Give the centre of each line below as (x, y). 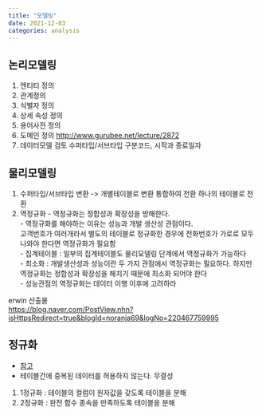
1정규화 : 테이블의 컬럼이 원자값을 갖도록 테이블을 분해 (103, 393)
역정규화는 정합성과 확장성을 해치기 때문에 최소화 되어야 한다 (113, 273)
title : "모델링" (33, 16)
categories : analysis (44, 30)
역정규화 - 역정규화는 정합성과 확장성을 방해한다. (95, 213)
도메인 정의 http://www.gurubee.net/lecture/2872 (100, 136)
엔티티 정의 (37, 85)
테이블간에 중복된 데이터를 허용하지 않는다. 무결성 (96, 375)
